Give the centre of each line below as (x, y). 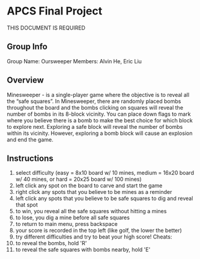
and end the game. (30, 139)
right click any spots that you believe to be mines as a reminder (94, 192)
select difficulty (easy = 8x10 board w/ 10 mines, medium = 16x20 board (105, 173)
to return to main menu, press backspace (66, 224)
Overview (26, 80)
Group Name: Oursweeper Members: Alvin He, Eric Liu (74, 61)
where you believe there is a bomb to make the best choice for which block (100, 120)
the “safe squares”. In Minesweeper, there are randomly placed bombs (94, 101)
